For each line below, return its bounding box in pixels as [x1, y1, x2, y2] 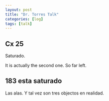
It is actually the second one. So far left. [5, 63, 87, 69]
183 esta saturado [5, 77, 62, 85]
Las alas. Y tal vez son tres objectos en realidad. [5, 90, 105, 96]
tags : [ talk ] [5, 21, 32, 26]
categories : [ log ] [5, 16, 43, 21]
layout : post [5, 7, 32, 12]
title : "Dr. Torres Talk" [5, 12, 59, 17]
